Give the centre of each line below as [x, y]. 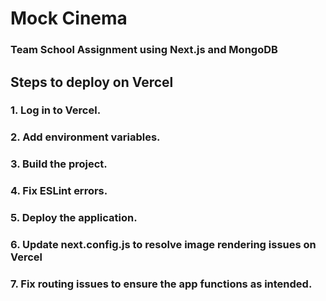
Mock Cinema [69, 18]
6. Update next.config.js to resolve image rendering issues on [163, 245]
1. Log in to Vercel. [56, 110]
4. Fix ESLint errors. [59, 191]
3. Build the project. [59, 164]
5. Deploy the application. [74, 218]
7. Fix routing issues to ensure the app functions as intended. [161, 284]
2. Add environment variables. [85, 137]
